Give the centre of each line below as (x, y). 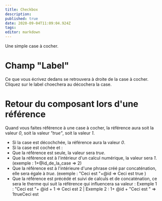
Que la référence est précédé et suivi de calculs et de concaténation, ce (84, 179)
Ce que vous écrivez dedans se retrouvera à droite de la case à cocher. (77, 79)
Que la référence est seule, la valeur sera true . (59, 153)
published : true (21, 18)
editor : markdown (23, 32)
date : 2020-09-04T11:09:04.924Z (38, 23)
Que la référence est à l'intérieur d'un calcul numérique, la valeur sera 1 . (84, 158)
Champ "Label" (37, 66)
